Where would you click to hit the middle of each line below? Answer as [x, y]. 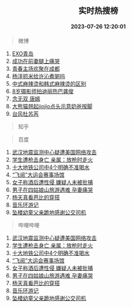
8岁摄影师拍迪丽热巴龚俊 [43, 91]
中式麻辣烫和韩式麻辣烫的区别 [49, 84]
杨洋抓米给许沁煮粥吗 [38, 76]
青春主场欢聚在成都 [36, 69]
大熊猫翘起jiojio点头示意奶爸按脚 [52, 106]
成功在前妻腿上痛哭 [36, 61]
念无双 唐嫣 [26, 99]
